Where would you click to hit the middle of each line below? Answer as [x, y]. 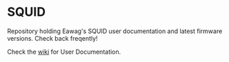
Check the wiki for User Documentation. [64, 52]
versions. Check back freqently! [52, 38]
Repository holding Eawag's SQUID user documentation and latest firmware [115, 31]
